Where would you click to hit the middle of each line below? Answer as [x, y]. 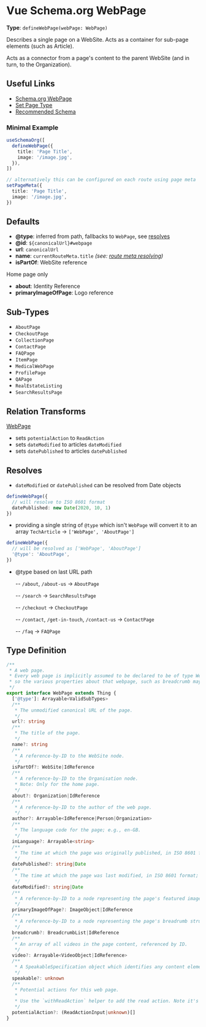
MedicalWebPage [35, 367]
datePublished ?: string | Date [49, 864]
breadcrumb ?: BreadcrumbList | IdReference [66, 933]
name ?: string [30, 744]
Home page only [27, 274]
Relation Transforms [46, 411]
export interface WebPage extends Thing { [61, 693]
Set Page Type [34, 105]
